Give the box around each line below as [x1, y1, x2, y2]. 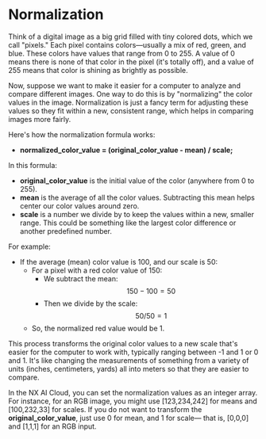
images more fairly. [8, 114, 71, 124]
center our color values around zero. [19, 200, 140, 211]
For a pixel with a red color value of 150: [31, 265, 163, 275]
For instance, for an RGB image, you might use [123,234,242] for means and [8, 396, 258, 406]
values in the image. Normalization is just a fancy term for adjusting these [8, 97, 249, 107]
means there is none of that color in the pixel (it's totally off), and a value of [8, 57, 254, 67]
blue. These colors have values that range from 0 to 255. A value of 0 [8, 48, 236, 58]
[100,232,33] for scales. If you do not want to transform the [8, 404, 202, 414]
